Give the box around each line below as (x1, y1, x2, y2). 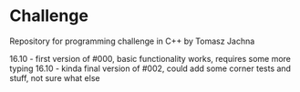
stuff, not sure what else (9, 72, 100, 83)
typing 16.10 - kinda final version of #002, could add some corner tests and (9, 63, 292, 74)
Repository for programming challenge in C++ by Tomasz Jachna (9, 36, 255, 46)
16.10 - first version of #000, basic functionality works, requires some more (9, 53, 292, 64)
